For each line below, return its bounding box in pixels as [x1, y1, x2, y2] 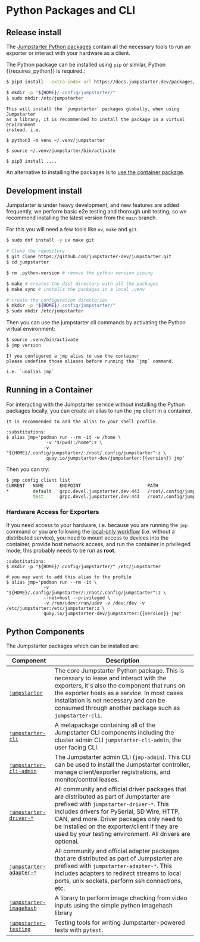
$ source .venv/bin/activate [6, 337, 79, 343]
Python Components [6, 627, 85, 637]
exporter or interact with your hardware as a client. [6, 49, 131, 57]
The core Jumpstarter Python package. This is [54, 667, 185, 675]
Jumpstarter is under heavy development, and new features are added [6, 202, 180, 209]
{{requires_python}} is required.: [6, 67, 86, 75]
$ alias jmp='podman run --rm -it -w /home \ [6, 434, 121, 440]
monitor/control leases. [54, 776, 119, 784]
